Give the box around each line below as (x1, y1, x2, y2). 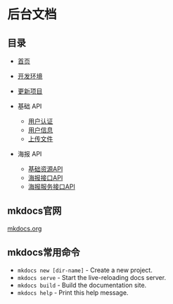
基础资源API (27, 165, 63, 173)
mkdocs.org (7, 224, 42, 233)
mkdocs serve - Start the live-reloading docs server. (17, 273, 167, 281)
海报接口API (27, 174, 63, 182)
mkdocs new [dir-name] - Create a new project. (17, 266, 153, 274)
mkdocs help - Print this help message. (17, 288, 129, 297)
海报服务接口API (27, 182, 75, 191)
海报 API (17, 150, 42, 158)
